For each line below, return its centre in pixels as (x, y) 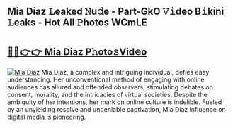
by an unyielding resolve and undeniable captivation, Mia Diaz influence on (117, 109)
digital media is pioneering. (47, 117)
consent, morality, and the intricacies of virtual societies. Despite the (107, 95)
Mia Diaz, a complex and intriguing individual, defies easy (125, 72)
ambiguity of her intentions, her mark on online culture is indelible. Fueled (115, 102)
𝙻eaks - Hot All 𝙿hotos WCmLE (77, 23)
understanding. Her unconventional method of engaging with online (106, 79)
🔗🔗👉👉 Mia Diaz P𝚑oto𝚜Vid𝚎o (77, 52)
